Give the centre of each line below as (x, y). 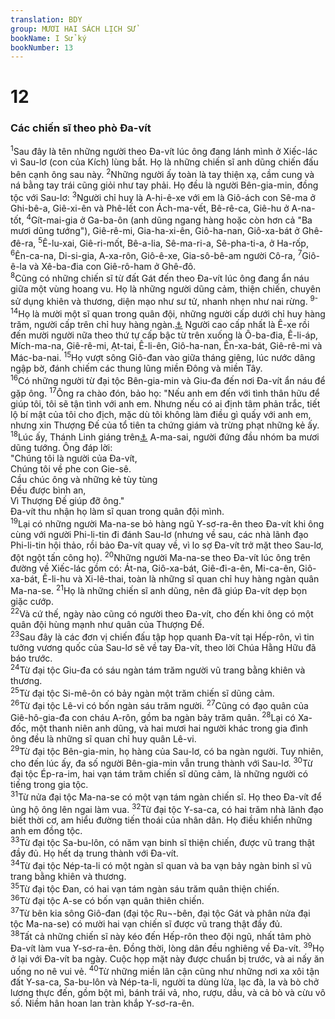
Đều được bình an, (48, 490)
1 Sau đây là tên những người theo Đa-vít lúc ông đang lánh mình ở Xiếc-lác (164, 151)
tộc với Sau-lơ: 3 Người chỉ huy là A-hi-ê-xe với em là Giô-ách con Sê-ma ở (163, 196)
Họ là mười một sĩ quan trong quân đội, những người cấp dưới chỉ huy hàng (172, 313)
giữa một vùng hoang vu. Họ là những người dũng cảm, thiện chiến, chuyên (165, 289)
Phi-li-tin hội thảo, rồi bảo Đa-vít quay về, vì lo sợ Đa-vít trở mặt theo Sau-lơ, (167, 545)
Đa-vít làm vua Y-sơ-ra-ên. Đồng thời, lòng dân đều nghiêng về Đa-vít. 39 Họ (167, 948)
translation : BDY (46, 19)
